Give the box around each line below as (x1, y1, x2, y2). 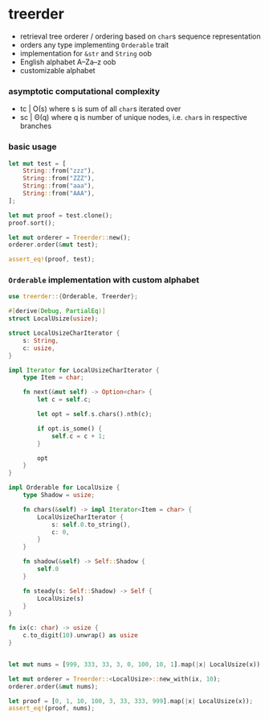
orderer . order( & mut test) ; (8, 241, 99, 249)
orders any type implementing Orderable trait (19, 39, 169, 49)
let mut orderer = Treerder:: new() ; (8, 233, 131, 241)
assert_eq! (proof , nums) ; (8, 705, 95, 713)
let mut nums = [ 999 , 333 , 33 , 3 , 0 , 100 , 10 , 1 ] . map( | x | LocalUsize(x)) (8, 660, 261, 669)
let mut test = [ (8, 159, 67, 167)
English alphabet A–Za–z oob (19, 57, 116, 67)
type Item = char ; (22, 373, 84, 382)
